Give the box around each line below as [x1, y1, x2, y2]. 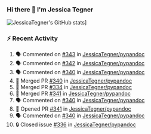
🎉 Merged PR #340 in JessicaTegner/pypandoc [15, 77, 132, 84]
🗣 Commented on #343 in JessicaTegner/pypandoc [15, 50, 145, 57]
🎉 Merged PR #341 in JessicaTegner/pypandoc [15, 90, 131, 97]
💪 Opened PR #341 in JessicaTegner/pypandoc [15, 105, 132, 112]
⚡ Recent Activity [7, 34, 58, 42]
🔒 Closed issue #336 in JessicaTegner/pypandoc [15, 121, 136, 128]
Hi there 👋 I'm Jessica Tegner [7, 5, 94, 14]
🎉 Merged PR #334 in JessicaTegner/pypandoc [15, 83, 132, 90]
